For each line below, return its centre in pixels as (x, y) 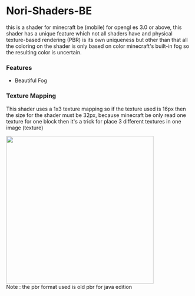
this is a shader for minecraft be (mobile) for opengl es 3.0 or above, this (94, 27)
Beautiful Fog (31, 80)
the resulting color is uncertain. (44, 52)
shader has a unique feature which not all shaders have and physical (89, 33)
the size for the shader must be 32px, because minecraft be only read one (96, 115)
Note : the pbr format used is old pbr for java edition (69, 287)
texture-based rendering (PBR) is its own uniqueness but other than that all (97, 40)
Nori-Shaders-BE (49, 11)
